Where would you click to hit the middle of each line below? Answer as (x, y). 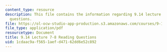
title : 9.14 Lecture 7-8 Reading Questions (51, 38)
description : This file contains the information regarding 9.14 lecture (83, 14)
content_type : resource (30, 10)
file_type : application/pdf (34, 28)
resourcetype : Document (30, 33)
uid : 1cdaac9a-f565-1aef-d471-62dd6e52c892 (51, 42)
